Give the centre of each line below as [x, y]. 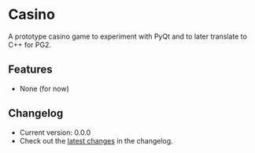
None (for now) [44, 88]
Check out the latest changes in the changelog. [96, 140]
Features [30, 70]
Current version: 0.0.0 [55, 132]
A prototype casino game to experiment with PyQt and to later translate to [128, 36]
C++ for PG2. [30, 44]
